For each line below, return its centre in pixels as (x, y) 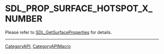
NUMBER (24, 19)
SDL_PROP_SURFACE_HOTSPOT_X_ (79, 9)
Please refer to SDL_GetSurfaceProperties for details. (59, 32)
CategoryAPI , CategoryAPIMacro (38, 46)
